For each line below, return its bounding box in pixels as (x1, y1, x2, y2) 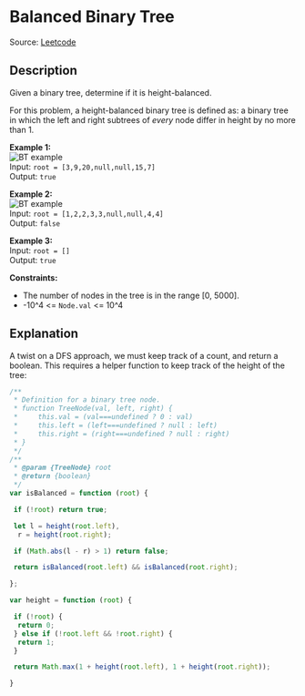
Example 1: (9, 141, 52, 152)
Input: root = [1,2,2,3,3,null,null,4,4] (9, 208, 164, 219)
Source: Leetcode (9, 36, 76, 47)
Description (9, 63, 77, 78)
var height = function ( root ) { (9, 596, 132, 605)
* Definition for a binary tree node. (13, 395, 161, 404)
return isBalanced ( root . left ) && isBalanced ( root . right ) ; (13, 563, 239, 572)
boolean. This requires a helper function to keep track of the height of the (9, 360, 285, 371)
